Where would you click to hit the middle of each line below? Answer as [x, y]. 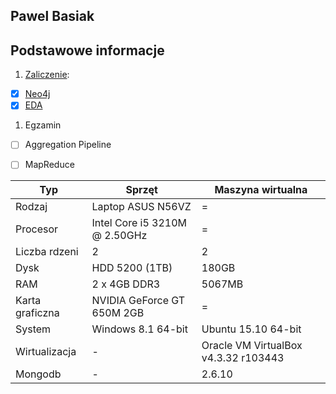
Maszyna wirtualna [261, 190]
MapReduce [49, 165]
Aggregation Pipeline [68, 145]
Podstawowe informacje [87, 50]
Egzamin [43, 125]
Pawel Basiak [52, 16]
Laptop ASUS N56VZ [141, 207]
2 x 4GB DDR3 [126, 284]
